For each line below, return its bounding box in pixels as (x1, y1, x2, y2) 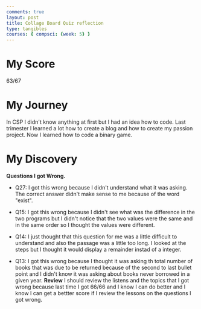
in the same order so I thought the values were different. (14, 221, 155, 228)
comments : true (6, 8, 45, 15)
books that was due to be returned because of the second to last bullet (14, 264, 192, 271)
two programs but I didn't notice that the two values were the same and (14, 215, 193, 222)
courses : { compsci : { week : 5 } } (6, 31, 91, 37)
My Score (6, 57, 56, 71)
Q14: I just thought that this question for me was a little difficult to (14, 233, 177, 240)
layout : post (6, 14, 39, 21)
